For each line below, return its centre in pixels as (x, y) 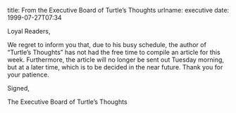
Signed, (18, 88)
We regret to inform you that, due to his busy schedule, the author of (107, 45)
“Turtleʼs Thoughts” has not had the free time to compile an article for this (114, 52)
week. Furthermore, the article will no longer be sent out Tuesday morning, (116, 60)
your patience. (28, 74)
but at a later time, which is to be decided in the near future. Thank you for (115, 67)
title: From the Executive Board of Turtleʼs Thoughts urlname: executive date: (118, 10)
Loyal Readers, (29, 31)
